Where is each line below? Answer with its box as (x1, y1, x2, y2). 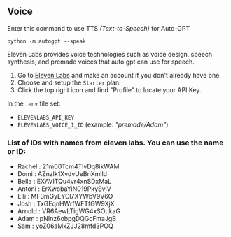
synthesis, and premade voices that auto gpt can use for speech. (7, 57, 195, 66)
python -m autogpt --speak (7, 38, 86, 45)
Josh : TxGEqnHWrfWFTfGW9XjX (17, 199, 115, 208)
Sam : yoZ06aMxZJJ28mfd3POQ (17, 222, 113, 230)
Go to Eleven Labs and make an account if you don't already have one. (17, 71, 222, 79)
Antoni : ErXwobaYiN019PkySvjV (17, 185, 112, 193)
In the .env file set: (7, 99, 61, 108)
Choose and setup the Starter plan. (17, 78, 121, 87)
